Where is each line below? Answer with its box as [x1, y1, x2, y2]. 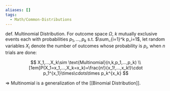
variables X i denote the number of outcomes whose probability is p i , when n [5, 43, 165, 50]
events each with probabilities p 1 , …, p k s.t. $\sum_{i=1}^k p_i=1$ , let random [5, 36, 165, 44]
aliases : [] [5, 7, 31, 13]
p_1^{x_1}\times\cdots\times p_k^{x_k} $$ [43, 70, 129, 76]
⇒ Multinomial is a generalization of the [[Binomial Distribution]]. [5, 80, 141, 86]
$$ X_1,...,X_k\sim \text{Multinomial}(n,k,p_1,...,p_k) [30, 59, 137, 65]
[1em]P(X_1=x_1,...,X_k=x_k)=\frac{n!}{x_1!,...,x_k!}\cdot [29, 65, 143, 71]
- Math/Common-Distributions [10, 17, 72, 22]
